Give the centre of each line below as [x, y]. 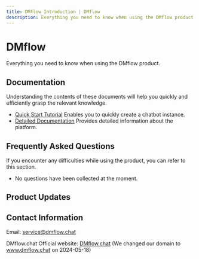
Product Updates [38, 197]
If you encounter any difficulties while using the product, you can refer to [96, 161]
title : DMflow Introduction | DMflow [53, 12]
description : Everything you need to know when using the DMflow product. [101, 17]
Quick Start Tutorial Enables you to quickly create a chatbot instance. [100, 115]
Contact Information [45, 217]
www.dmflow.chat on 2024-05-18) [49, 250]
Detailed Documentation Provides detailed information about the [94, 121]
